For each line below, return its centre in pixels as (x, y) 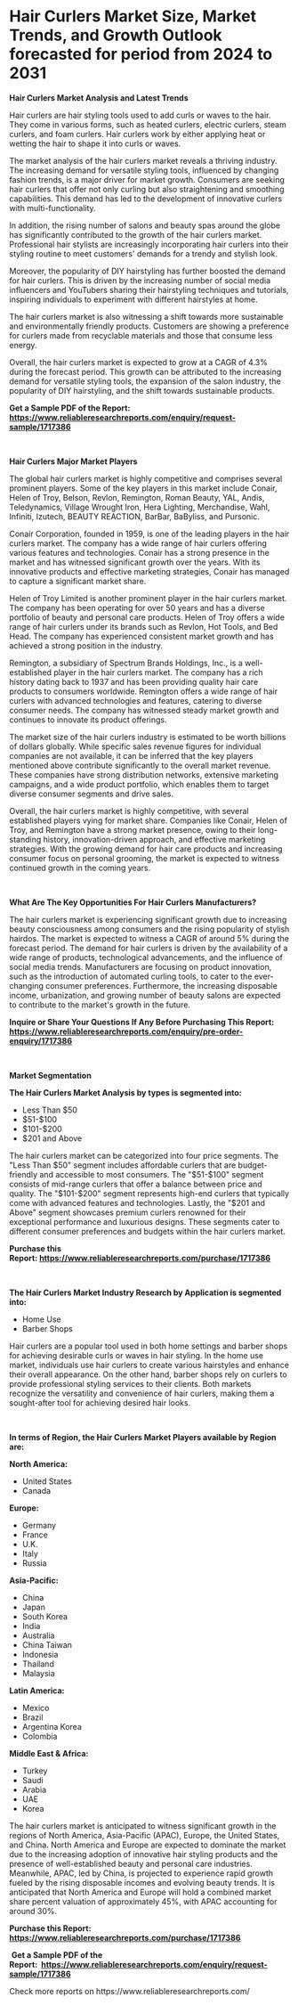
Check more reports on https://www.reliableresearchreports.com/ (130, 1991)
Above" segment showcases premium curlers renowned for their (128, 1212)
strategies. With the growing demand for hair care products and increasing (146, 849)
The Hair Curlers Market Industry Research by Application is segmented (145, 1292)
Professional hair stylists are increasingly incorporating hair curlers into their (149, 244)
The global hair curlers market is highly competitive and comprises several (146, 478)
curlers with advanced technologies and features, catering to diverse (136, 700)
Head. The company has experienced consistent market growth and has (141, 636)
